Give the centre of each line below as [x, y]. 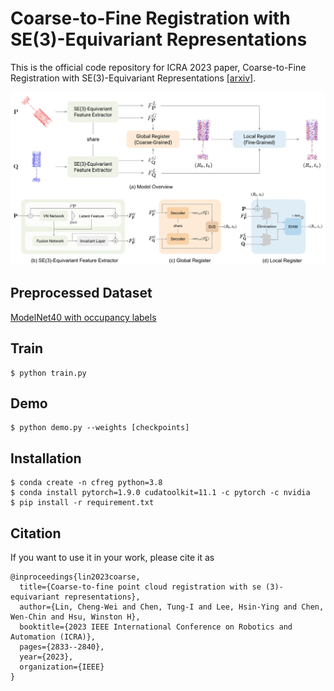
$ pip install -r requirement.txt [82, 503]
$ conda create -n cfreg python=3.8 [86, 483]
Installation [46, 458]
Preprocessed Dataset [81, 293]
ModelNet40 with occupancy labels [83, 317]
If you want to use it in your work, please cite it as [112, 558]
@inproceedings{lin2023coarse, [75, 577]
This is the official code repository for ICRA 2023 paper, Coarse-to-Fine [158, 67]
